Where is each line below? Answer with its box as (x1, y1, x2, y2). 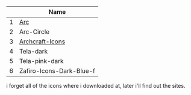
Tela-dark (19, 47, 48, 55)
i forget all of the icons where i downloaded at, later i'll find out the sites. (6, 82, 186, 89)
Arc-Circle (19, 28, 50, 35)
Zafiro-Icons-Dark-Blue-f (19, 67, 95, 75)
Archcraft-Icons (19, 37, 65, 46)
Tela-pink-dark (19, 57, 64, 65)
